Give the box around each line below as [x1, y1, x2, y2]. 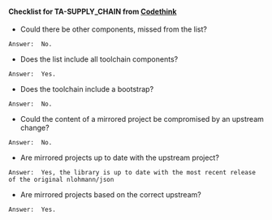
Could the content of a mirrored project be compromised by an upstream [19, 114, 264, 124]
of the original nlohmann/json [8, 175, 114, 184]
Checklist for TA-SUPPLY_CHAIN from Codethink [8, 6, 177, 16]
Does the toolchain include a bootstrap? [19, 84, 154, 94]
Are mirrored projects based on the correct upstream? [19, 190, 201, 200]
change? [19, 123, 50, 133]
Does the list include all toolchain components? [19, 54, 179, 64]
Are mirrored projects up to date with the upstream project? [19, 153, 219, 162]
